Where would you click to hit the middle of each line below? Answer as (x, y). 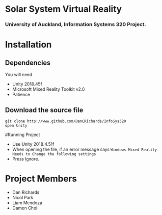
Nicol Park (23, 197)
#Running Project (23, 134)
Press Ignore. (26, 159)
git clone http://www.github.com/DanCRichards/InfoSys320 (66, 121)
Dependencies (28, 63)
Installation (28, 45)
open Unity (16, 125)
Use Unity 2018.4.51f (33, 144)
